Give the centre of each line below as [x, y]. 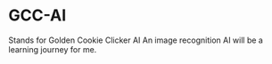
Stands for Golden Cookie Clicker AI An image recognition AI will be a [136, 40]
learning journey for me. [53, 49]
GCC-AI [37, 16]
